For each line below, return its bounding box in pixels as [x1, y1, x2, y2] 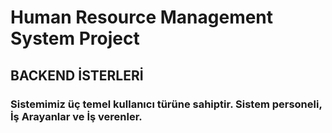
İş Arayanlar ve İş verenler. [10, 109, 143, 123]
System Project [10, 27, 140, 50]
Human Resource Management [10, 6, 274, 29]
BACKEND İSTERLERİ [10, 67, 144, 84]
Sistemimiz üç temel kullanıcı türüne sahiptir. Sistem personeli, [10, 97, 323, 111]
